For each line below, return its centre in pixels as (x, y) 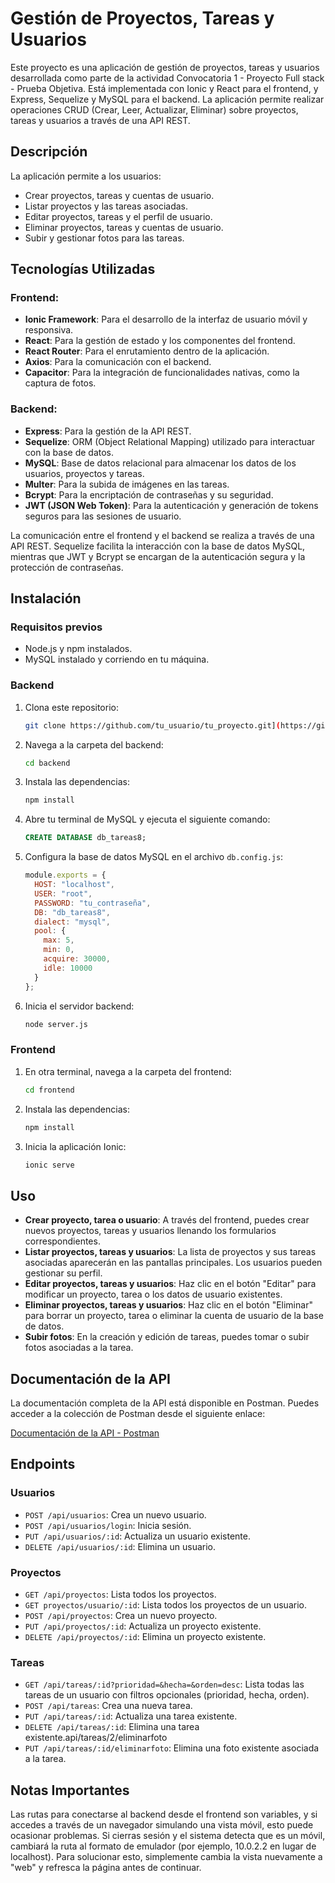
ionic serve (49, 1165)
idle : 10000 (68, 968)
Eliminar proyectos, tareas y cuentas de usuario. (124, 227)
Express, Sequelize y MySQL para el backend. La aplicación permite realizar (167, 99)
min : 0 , (59, 950)
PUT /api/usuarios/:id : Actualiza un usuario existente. (138, 1536)
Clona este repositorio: (71, 707)
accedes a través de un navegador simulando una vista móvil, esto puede (162, 1825)
